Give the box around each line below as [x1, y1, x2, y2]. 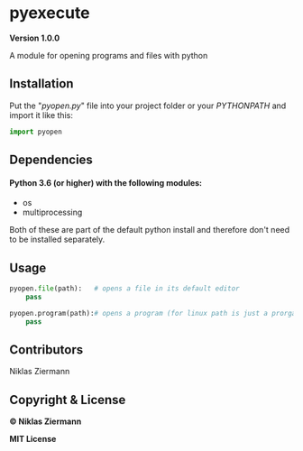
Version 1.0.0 [9, 32, 60, 43]
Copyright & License [9, 391, 126, 408]
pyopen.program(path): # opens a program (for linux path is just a [9, 308, 269, 318]
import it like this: [9, 109, 74, 120]
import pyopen [9, 127, 63, 136]
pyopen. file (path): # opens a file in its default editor [9, 284, 241, 293]
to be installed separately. [9, 234, 106, 245]
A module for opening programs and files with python [9, 50, 208, 60]
